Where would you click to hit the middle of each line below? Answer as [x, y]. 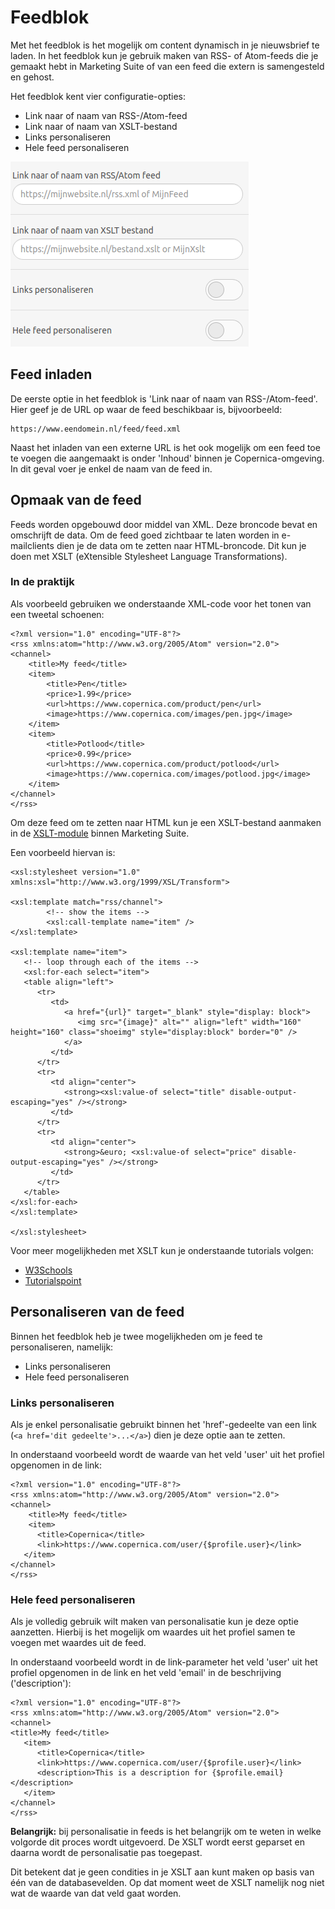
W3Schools [48, 1270]
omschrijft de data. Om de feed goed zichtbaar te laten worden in [145, 535]
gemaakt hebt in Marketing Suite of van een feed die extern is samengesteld [167, 66]
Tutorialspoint [53, 1280]
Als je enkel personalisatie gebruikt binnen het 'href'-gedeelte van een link [163, 1424]
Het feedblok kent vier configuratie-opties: [98, 96]
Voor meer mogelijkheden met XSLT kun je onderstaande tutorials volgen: [162, 1250]
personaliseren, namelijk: [62, 1347]
